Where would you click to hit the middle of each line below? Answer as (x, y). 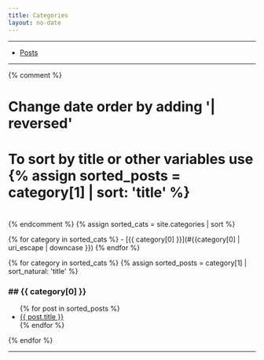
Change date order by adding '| (112, 106)
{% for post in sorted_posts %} (70, 309)
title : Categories (38, 15)
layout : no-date (35, 23)
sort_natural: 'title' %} (43, 271)
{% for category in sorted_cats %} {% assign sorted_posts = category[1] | (128, 263)
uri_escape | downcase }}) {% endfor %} (74, 248)
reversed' (40, 123)
